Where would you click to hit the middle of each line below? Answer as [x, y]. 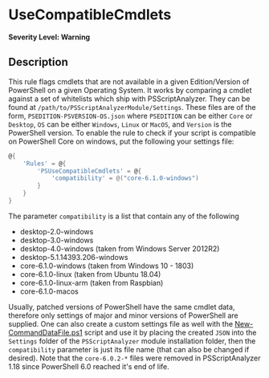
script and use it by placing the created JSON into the [170, 332]
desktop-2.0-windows [57, 231]
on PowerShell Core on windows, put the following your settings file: [121, 141]
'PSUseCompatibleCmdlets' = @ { [90, 171]
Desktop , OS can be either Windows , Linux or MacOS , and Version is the [120, 124]
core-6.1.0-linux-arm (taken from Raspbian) [92, 282]
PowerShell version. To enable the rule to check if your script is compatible [132, 132]
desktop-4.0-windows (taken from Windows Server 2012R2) [120, 248]
